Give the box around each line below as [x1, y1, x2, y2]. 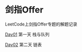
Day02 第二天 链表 [5, 41, 42, 47]
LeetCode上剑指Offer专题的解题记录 [5, 21, 78, 27]
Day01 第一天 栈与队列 [5, 31, 50, 37]
